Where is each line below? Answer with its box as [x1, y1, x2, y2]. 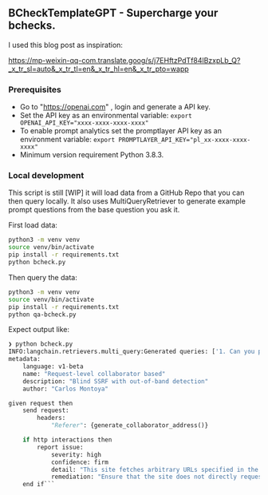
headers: [37, 414, 66, 422]
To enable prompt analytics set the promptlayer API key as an [19, 126, 222, 136]
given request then [8, 399, 73, 407]
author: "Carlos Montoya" [22, 385, 109, 393]
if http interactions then [22, 436, 112, 444]
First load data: [8, 220, 58, 230]
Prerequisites [8, 84, 61, 95]
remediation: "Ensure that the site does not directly [50, 473, 238, 481]
